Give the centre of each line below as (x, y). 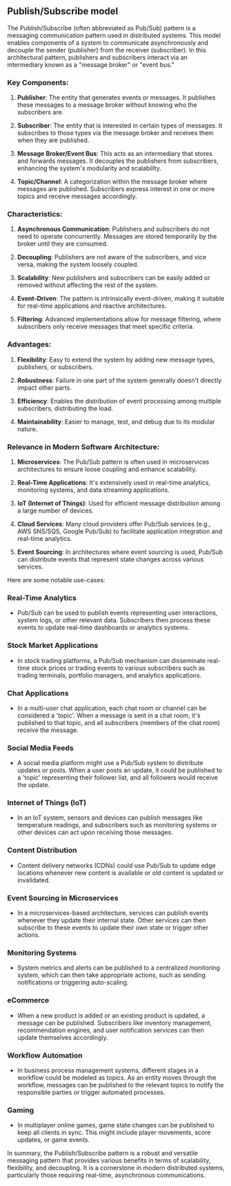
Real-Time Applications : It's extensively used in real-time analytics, (114, 483)
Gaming (21, 1110)
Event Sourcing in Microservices (63, 898)
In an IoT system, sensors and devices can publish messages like (110, 818)
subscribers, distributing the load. (65, 408)
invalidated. (33, 880)
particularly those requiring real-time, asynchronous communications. (106, 1175)
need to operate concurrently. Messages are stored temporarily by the (117, 237)
